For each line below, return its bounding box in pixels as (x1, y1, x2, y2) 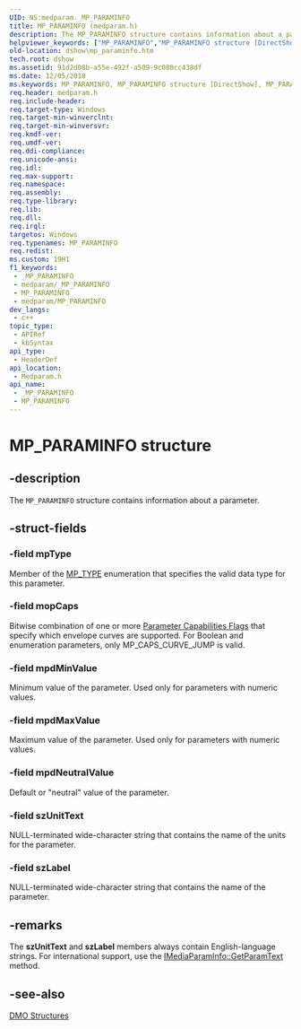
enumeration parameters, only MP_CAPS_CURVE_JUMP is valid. (9, 639, 245, 650)
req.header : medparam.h (9, 88, 99, 97)
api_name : (9, 380, 47, 389)
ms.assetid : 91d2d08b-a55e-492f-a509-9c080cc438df (9, 64, 202, 73)
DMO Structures (9, 1010, 69, 1021)
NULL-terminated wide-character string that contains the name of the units (9, 830, 287, 841)
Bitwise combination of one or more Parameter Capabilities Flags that (9, 620, 266, 631)
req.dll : (9, 213, 42, 222)
